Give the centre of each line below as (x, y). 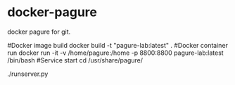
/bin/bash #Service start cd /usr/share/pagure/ (75, 60)
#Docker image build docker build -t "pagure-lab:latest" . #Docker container (118, 45)
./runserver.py (28, 74)
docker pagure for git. (39, 32)
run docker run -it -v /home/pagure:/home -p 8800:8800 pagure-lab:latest (115, 53)
